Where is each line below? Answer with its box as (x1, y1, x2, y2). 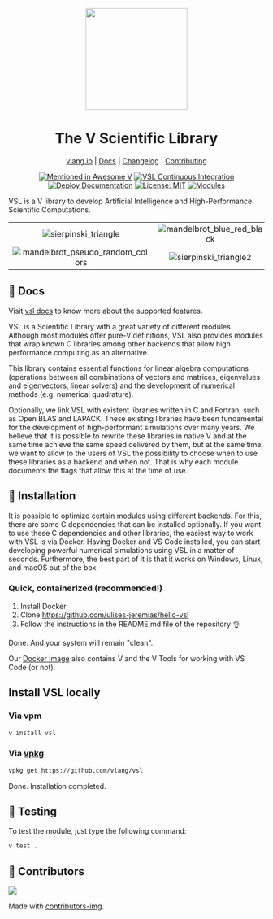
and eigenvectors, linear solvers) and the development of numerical (8, 381, 236, 390)
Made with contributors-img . (8, 901, 104, 911)
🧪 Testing (8, 804, 58, 818)
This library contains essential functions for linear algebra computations (8, 363, 249, 373)
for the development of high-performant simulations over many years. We (8, 422, 255, 432)
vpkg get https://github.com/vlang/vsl (8, 766, 144, 774)
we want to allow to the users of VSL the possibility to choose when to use (8, 448, 258, 458)
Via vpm (8, 710, 42, 721)
